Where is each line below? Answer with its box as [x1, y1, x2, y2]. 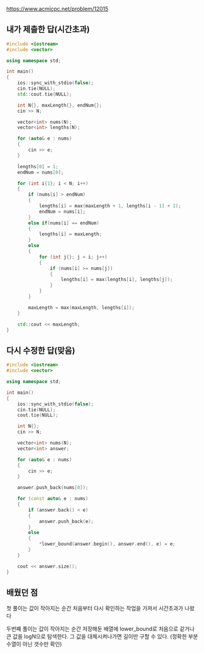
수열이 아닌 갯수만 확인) [6, 640, 62, 648]
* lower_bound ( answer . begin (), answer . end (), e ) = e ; [38, 541, 176, 548]
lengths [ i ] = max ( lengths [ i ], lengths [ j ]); [60, 277, 173, 283]
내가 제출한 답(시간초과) [6, 24, 90, 35]
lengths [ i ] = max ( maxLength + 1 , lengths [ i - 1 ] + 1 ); [38, 203, 181, 209]
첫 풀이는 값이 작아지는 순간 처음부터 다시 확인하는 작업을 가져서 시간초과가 [6, 605, 184, 612]
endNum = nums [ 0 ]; [17, 169, 64, 176]
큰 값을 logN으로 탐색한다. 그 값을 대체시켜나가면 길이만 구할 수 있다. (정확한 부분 [6, 633, 199, 640]
